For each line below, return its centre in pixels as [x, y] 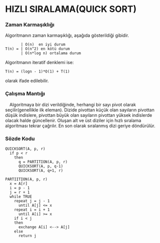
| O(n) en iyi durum [43, 45]
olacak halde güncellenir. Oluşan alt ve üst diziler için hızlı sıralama [73, 120]
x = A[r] [19, 184]
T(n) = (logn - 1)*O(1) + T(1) [38, 72]
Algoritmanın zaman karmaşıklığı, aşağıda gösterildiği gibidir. [67, 35]
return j [27, 236]
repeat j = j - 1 [32, 201]
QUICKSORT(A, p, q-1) [41, 166]
